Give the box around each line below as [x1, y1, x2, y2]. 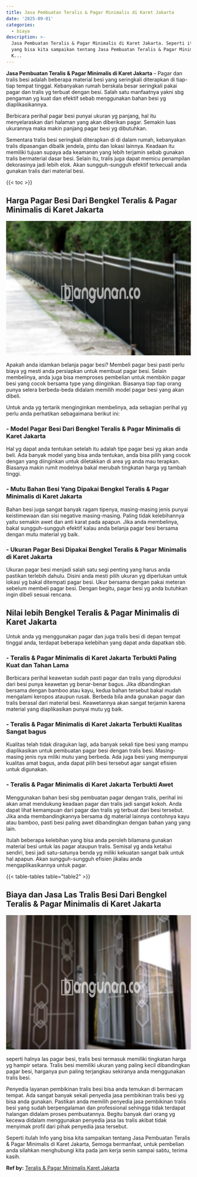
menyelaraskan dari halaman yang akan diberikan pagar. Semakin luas [6, 118, 176, 126]
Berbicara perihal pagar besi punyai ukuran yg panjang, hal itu [6, 112, 157, 119]
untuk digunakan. [6, 766, 48, 773]
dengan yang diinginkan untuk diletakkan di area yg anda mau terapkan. [6, 458, 181, 465]
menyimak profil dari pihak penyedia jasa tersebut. [6, 1123, 128, 1130]
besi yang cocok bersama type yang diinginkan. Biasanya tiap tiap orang [6, 380, 182, 387]
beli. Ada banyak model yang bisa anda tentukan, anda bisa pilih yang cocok [6, 452, 191, 459]
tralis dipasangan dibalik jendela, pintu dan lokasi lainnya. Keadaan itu [6, 142, 175, 149]
